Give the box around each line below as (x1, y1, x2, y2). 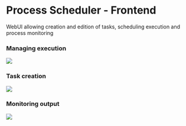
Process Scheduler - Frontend (6, 4, 156, 17)
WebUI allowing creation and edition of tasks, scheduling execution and (6, 23, 181, 30)
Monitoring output (6, 100, 60, 108)
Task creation (6, 72, 46, 80)
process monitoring (6, 29, 54, 36)
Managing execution (6, 44, 67, 52)
